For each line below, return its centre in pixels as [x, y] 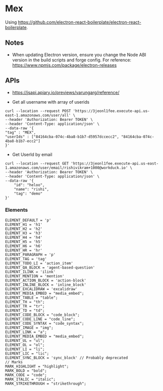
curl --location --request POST [38, 111]
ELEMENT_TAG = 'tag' [26, 259]
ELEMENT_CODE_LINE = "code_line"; [40, 319]
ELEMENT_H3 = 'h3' [24, 233]
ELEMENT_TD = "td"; [25, 310]
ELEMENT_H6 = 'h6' [24, 246]
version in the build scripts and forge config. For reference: [71, 60]
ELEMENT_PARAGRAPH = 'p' [30, 254]
